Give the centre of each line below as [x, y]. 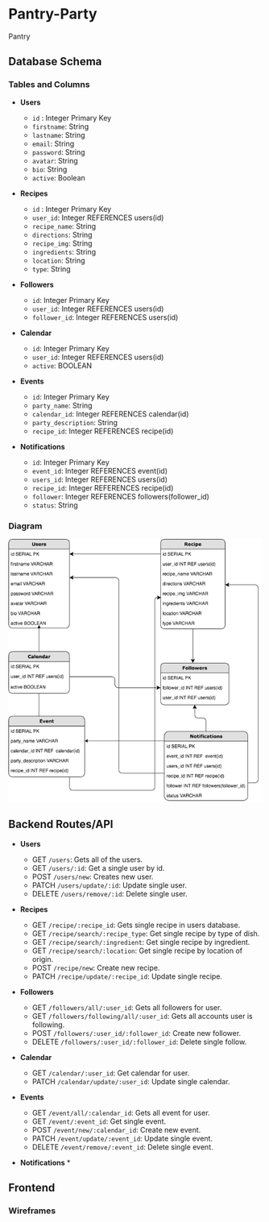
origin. [43, 959]
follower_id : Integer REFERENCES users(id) [105, 317]
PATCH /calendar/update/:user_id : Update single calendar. [131, 1081]
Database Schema [55, 62]
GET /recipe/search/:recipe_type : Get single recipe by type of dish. [146, 933]
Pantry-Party [53, 14]
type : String [51, 269]
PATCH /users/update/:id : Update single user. [110, 885]
